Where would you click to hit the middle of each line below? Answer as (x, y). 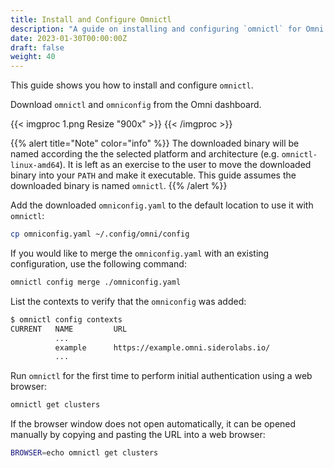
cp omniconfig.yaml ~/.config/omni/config (100, 234)
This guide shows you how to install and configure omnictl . (132, 85)
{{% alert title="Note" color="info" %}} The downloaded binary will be (155, 143)
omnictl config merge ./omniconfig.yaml (96, 282)
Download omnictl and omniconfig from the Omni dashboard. (136, 105)
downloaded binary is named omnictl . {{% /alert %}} (119, 186)
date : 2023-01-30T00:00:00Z (69, 38)
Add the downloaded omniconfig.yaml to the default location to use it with (162, 205)
